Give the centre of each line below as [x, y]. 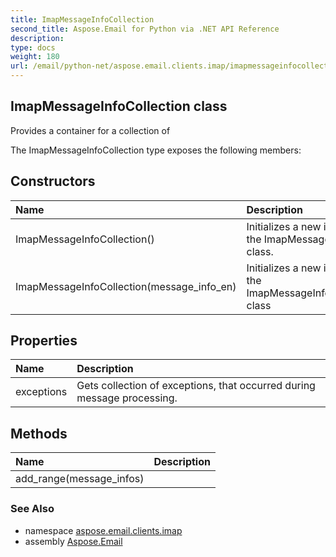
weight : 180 [35, 57]
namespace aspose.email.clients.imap [103, 530]
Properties [44, 341]
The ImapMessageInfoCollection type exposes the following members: [156, 150]
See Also [32, 509]
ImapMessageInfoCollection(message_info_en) [126, 286]
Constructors [53, 181]
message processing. [127, 398]
